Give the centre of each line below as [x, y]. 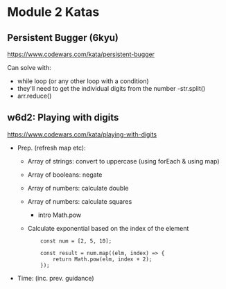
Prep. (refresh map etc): [51, 148]
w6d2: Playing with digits [63, 117]
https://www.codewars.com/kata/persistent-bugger [81, 54]
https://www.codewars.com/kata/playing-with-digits [82, 134]
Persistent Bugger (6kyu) [63, 38]
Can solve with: [29, 68]
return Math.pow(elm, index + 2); [102, 259]
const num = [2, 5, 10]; [76, 241]
